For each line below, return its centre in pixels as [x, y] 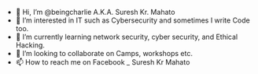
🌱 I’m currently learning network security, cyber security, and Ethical [127, 37]
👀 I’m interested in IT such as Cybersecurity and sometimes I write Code [133, 20]
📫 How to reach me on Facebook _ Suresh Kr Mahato [103, 62]
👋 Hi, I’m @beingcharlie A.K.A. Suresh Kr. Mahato [95, 12]
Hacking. [30, 45]
